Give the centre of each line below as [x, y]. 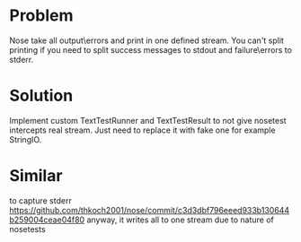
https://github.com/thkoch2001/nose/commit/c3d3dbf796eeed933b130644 [150, 210]
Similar [36, 176]
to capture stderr [40, 200]
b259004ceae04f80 [47, 220]
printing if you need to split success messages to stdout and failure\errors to [150, 49]
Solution [41, 96]
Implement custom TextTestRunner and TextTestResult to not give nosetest [148, 120]
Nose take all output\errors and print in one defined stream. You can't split [147, 40]
